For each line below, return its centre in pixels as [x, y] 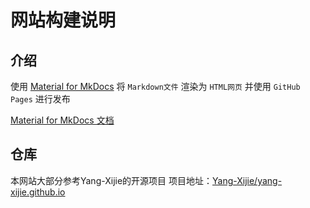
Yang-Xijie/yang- [247, 180]
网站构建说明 [63, 20]
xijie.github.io [38, 192]
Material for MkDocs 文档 [62, 120]
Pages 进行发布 [40, 99]
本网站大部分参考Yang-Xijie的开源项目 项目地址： [111, 180]
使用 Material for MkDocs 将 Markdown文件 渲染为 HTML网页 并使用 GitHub [155, 86]
